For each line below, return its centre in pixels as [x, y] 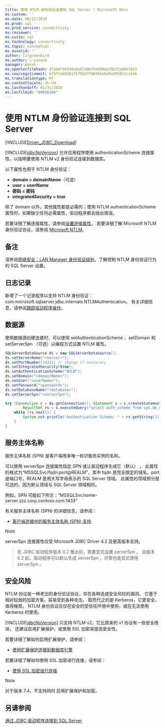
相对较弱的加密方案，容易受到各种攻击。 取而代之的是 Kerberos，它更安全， [82, 600]
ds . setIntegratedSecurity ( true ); [39, 367]
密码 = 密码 [23, 191]
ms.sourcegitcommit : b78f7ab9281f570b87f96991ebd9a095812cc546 [71, 74]
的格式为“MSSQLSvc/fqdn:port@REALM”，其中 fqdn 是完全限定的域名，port [82, 472]
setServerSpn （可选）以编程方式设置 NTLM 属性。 [57, 344]
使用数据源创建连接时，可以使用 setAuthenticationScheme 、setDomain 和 [81, 338]
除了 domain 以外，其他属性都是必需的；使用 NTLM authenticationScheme [81, 207]
